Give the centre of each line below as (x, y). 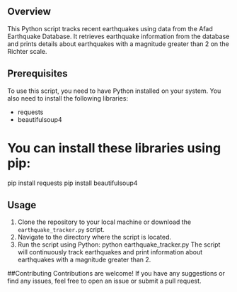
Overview (29, 12)
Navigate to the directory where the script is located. (94, 237)
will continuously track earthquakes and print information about (110, 252)
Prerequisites (37, 74)
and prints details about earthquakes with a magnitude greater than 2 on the (118, 44)
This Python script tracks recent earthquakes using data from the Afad (110, 28)
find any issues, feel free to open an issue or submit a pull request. (104, 281)
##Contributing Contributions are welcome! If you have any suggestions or (116, 274)
